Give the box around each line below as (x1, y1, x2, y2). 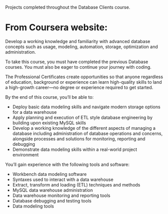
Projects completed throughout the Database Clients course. (5, 5, 130, 10)
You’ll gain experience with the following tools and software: (5, 161, 130, 167)
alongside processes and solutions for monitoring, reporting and (12, 135, 145, 142)
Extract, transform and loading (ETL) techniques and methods (12, 181, 140, 187)
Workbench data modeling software (12, 171, 87, 177)
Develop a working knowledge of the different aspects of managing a (12, 125, 156, 131)
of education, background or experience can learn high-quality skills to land (5, 79, 162, 85)
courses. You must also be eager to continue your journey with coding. (5, 64, 152, 70)
